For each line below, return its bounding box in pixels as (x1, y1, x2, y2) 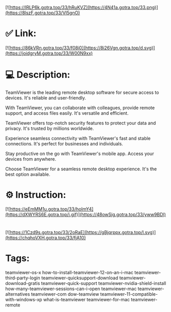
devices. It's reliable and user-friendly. (5, 94, 86, 101)
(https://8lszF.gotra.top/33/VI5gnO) (5, 10, 80, 16)
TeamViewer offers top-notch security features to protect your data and (5, 120, 156, 126)
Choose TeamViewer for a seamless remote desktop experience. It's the (5, 166, 157, 172)
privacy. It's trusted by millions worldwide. (5, 125, 94, 132)
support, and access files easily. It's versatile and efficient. (5, 110, 129, 116)
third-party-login (5, 275, 40, 281)
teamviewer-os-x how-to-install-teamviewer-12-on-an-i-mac (5, 269, 134, 275)
